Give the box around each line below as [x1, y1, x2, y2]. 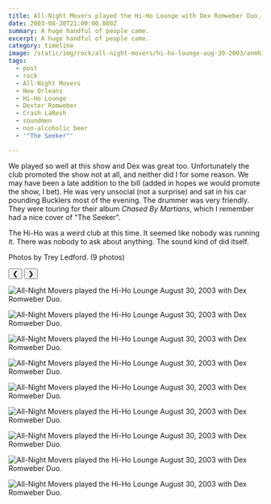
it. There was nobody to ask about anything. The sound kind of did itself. [8, 236, 249, 246]
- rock [15, 72, 38, 80]
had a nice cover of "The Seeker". [8, 212, 121, 222]
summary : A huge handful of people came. [8, 27, 150, 35]
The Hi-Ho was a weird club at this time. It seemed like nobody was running [8, 227, 261, 238]
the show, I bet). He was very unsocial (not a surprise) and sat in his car [8, 186, 247, 196]
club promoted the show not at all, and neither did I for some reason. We [8, 169, 249, 179]
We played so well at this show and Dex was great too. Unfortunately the [8, 160, 250, 170]
